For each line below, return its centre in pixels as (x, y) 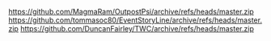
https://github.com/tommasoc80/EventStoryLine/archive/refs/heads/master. (135, 20)
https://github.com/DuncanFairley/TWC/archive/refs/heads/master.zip (137, 29)
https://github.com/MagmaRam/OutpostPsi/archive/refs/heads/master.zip (131, 12)
